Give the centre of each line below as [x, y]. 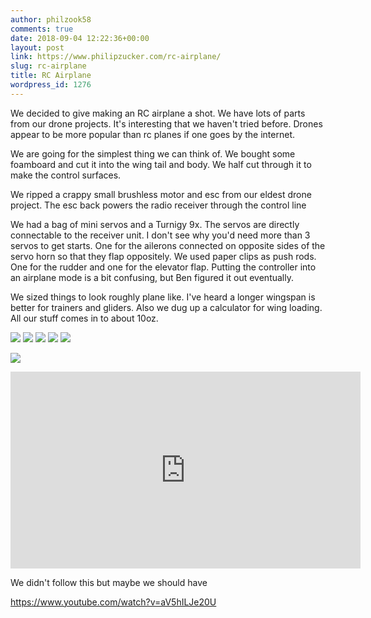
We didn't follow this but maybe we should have [109, 582]
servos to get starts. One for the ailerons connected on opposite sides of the [168, 245]
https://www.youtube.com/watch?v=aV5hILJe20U [113, 602]
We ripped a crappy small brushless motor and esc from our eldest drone [161, 194]
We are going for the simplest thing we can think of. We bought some [153, 153]
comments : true [42, 29]
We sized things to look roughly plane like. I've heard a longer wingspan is [163, 297]
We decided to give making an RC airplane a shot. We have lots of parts [158, 113]
